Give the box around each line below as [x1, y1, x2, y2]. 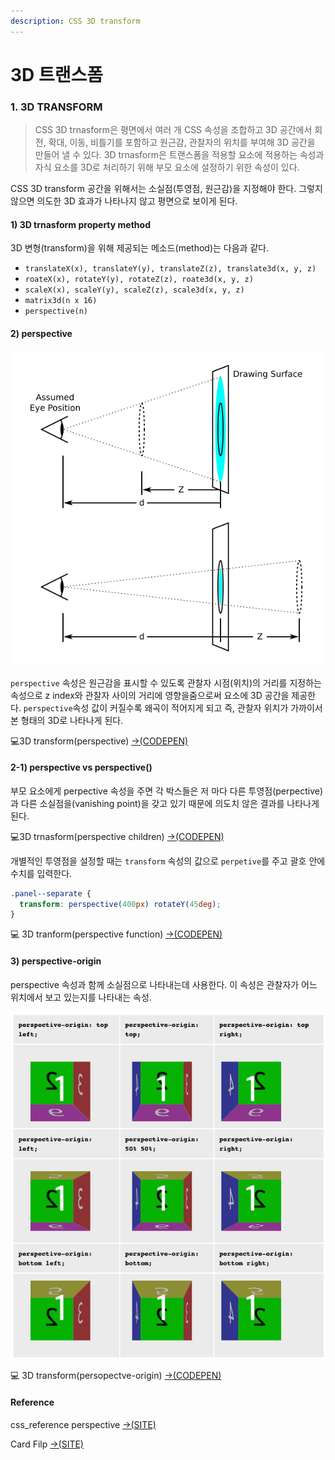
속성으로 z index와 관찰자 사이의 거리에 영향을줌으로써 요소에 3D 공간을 [10, 689, 290, 701]
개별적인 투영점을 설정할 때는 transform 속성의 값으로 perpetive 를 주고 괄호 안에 [10, 855, 326, 867]
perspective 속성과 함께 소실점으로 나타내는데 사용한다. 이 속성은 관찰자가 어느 [10, 978, 318, 990]
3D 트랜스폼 [10, 63, 103, 86]
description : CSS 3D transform [10, 16, 141, 26]
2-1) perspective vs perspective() [10, 761, 153, 774]
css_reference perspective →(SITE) [10, 1418, 157, 1430]
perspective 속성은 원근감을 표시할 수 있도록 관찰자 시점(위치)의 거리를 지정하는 [10, 676, 322, 689]
